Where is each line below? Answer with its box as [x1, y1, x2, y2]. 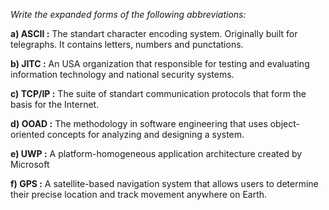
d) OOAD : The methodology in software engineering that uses [10, 118, 268, 129]
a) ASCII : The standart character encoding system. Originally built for [10, 28, 298, 39]
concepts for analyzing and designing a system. [46, 129, 245, 140]
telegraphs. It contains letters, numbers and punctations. [10, 39, 244, 50]
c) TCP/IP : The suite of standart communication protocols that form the [10, 88, 307, 99]
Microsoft [10, 159, 50, 170]
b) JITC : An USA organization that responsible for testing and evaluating [10, 58, 310, 69]
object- [269, 118, 300, 129]
